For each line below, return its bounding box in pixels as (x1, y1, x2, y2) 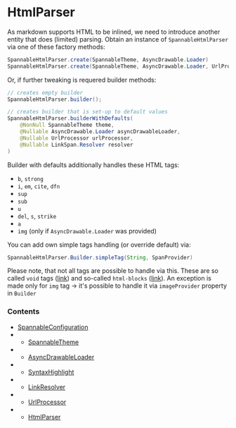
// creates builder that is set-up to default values (7, 109, 169, 116)
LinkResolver (27, 382, 66, 391)
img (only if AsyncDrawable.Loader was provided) (17, 226, 157, 235)
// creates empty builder (7, 89, 83, 96)
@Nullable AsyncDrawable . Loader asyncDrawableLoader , (20, 128, 181, 135)
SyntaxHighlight (27, 367, 74, 376)
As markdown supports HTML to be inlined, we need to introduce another (7, 27, 221, 36)
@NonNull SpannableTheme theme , (20, 121, 114, 129)
